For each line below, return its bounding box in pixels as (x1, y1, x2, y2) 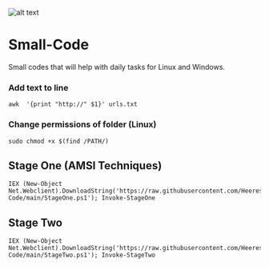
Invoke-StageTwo (101, 251, 156, 260)
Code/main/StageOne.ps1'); (8, 194, 98, 202)
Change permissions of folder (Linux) (8, 119, 157, 130)
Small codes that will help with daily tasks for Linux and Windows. (8, 62, 226, 71)
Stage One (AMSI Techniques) (8, 159, 163, 172)
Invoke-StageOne (101, 194, 156, 202)
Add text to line (8, 82, 69, 93)
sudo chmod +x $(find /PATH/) (8, 137, 110, 145)
